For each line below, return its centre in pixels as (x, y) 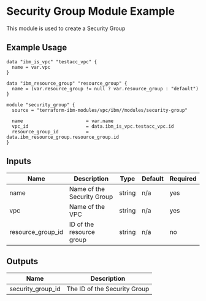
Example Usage (37, 48)
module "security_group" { (41, 105)
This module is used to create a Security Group (66, 28)
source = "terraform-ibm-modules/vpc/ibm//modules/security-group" (100, 110)
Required (183, 178)
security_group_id (35, 289)
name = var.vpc (31, 67)
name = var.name (63, 121)
